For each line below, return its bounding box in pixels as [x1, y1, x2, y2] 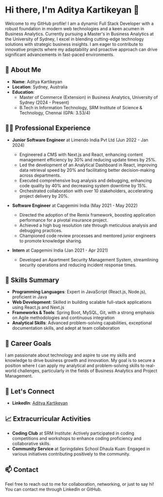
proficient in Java [12, 294, 47, 300]
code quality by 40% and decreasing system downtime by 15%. [19, 182, 147, 188]
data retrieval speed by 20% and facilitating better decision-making [19, 167, 155, 173]
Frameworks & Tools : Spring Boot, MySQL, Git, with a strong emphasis [12, 310, 155, 316]
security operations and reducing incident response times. [19, 262, 137, 268]
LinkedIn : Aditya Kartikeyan [12, 400, 68, 406]
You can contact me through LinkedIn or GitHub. [5, 486, 102, 492]
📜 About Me [5, 66, 41, 74]
